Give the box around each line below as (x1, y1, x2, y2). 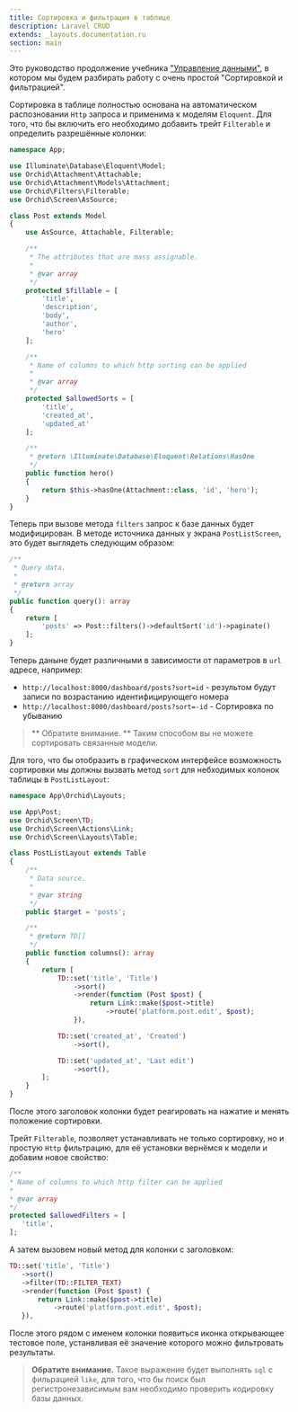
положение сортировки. (9, 1115, 103, 1126)
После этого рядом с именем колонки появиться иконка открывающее (9, 1328, 285, 1339)
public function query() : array (9, 597, 130, 606)
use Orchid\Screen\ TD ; (9, 815, 94, 825)
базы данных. (31, 1393, 84, 1404)
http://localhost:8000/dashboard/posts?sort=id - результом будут (22, 682, 276, 692)
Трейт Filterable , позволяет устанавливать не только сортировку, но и (9, 1133, 285, 1143)
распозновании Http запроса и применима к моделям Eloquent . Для (9, 109, 272, 120)
